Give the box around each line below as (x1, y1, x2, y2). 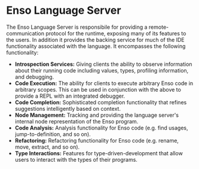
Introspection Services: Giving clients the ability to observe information (14, 61, 192, 68)
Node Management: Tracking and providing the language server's (14, 111, 179, 119)
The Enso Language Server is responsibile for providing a (6, 23, 148, 31)
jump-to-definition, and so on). (14, 130, 91, 138)
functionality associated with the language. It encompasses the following (6, 43, 186, 50)
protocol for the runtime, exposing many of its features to (45, 29, 186, 37)
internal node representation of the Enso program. (14, 117, 139, 125)
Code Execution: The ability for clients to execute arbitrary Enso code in (14, 79, 194, 87)
